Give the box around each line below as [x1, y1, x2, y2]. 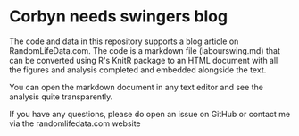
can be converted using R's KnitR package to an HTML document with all [9, 55, 278, 65]
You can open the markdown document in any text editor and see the [9, 81, 263, 92]
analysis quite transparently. [9, 91, 113, 102]
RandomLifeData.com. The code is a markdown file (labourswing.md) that [9, 45, 281, 55]
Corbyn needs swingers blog [9, 6, 228, 27]
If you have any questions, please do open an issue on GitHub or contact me [9, 108, 291, 119]
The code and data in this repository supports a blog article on [9, 36, 239, 47]
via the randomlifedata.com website [9, 118, 141, 129]
